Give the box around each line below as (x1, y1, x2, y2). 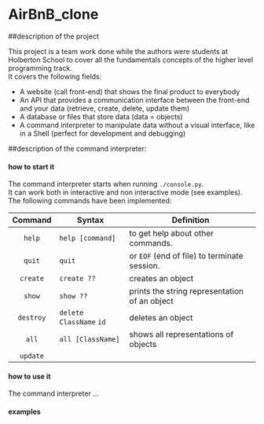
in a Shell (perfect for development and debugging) (19, 128, 186, 138)
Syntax (77, 214, 104, 225)
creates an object (129, 273, 194, 284)
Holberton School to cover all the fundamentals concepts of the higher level (8, 55, 254, 64)
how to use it (8, 371, 51, 381)
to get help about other (129, 228, 214, 239)
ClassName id (59, 318, 106, 327)
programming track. (8, 63, 72, 72)
